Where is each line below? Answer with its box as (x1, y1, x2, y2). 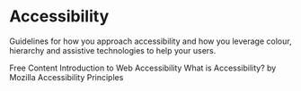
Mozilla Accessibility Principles (9, 71, 124, 82)
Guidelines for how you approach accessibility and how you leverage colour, (9, 36, 292, 46)
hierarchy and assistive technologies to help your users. (9, 45, 217, 55)
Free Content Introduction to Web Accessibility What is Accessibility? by (9, 62, 277, 73)
